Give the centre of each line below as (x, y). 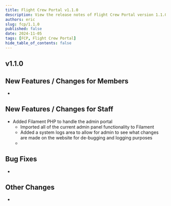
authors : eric (20, 19)
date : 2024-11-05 (24, 34)
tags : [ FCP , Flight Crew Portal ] (41, 39)
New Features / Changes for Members (67, 81)
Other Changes (30, 187)
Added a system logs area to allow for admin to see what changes (89, 132)
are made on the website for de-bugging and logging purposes (86, 137)
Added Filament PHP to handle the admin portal (63, 121)
